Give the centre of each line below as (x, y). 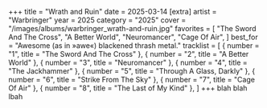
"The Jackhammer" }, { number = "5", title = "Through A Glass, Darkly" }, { (132, 71)
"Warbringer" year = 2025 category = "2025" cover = (97, 20)
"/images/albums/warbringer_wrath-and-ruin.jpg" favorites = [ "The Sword (132, 28)
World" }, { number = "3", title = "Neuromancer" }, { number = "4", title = (128, 62)
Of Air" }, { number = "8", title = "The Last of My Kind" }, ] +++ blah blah (128, 88)
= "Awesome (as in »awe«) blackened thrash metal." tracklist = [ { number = (134, 46)
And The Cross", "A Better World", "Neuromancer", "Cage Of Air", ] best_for (133, 37)
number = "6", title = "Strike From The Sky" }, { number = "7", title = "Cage (132, 80)
